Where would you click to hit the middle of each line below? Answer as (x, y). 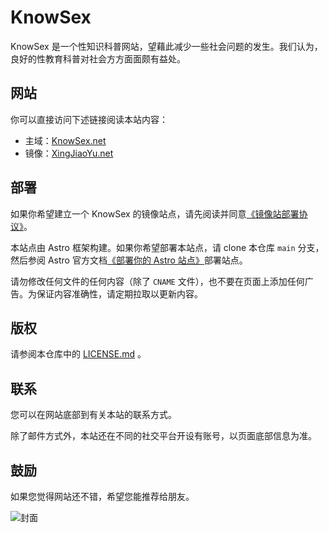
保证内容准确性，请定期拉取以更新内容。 (119, 293)
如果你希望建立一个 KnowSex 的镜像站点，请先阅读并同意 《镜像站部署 (155, 213)
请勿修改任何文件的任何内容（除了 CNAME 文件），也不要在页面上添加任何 (157, 281)
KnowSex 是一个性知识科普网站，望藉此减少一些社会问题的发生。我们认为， (166, 46)
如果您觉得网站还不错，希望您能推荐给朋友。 (102, 496)
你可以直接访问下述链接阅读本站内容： (89, 119)
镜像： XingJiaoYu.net (69, 153)
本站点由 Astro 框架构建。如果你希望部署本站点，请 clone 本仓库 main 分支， (167, 247)
